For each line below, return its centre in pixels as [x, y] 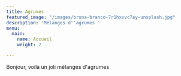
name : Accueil [34, 39]
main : [19, 34]
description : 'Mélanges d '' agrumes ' [53, 23]
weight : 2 [29, 45]
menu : [13, 28]
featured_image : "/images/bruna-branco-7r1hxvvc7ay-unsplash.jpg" [91, 17]
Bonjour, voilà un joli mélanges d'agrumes [58, 66]
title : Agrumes [25, 12]
